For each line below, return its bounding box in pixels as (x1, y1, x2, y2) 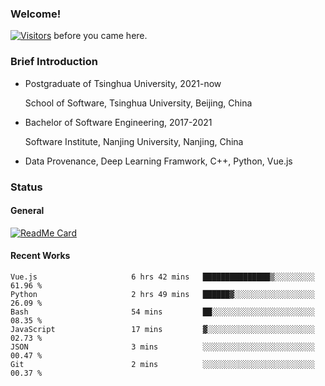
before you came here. (53, 30, 148, 42)
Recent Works (10, 250, 71, 262)
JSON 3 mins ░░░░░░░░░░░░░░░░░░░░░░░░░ (10, 342, 315, 352)
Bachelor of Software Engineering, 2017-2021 (24, 116, 213, 128)
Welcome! (10, 7, 62, 21)
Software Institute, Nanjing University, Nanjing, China (24, 135, 244, 147)
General (10, 205, 45, 217)
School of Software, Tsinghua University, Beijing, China (24, 97, 253, 109)
